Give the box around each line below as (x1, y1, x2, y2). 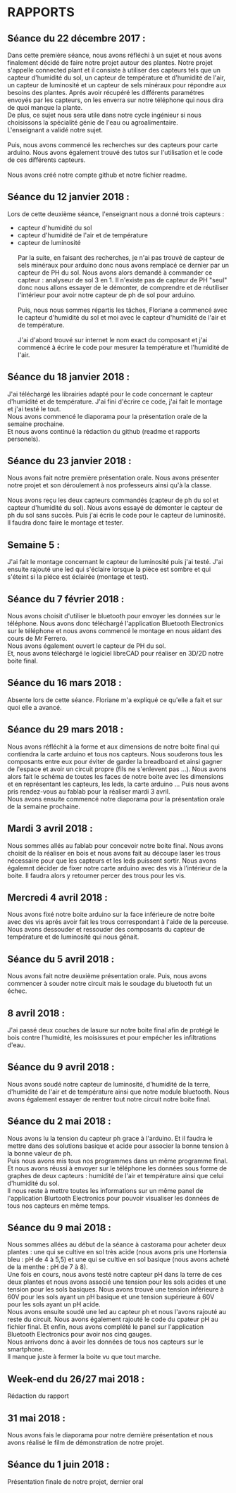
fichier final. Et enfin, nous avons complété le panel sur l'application (7, 1323, 204, 1331)
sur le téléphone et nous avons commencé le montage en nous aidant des (7, 627, 222, 635)
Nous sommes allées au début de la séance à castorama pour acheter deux (7, 1240, 227, 1249)
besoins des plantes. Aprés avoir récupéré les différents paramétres (7, 89, 204, 96)
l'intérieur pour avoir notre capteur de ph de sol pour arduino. (17, 290, 196, 299)
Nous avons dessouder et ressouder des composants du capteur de (7, 925, 206, 934)
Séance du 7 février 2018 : (7, 593, 125, 605)
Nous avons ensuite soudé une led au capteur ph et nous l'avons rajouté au (7, 1308, 227, 1316)
